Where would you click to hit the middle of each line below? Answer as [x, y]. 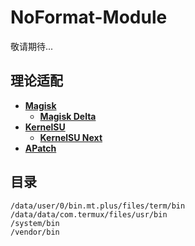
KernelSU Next [71, 137]
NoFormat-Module [89, 17]
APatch [40, 148]
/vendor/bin [35, 232]
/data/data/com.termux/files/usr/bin [89, 214]
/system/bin [35, 223]
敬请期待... [32, 46]
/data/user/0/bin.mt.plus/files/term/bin [98, 206]
